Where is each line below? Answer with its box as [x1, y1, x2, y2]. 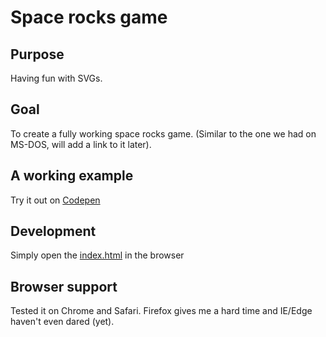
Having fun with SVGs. [10, 72, 103, 84]
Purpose [10, 46, 65, 63]
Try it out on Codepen [10, 194, 101, 206]
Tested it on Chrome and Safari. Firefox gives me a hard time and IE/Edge [10, 305, 313, 317]
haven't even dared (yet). [10, 316, 115, 328]
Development [10, 223, 97, 240]
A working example [10, 167, 134, 185]
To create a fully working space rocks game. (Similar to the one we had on [10, 127, 317, 140]
